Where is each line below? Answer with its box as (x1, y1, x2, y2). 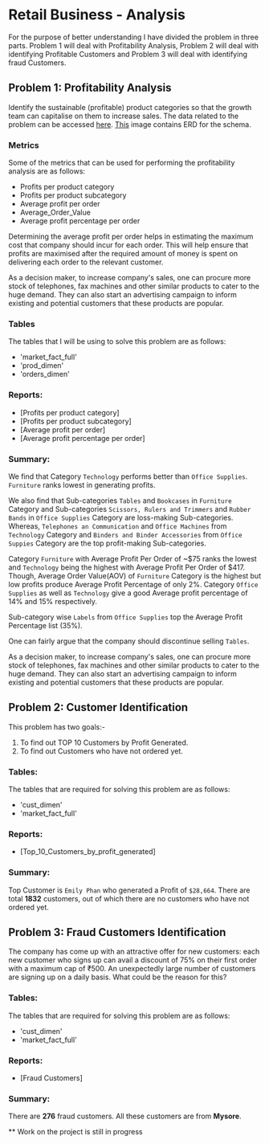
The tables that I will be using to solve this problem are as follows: (8, 337, 226, 346)
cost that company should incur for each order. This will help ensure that (8, 240, 249, 250)
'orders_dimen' (19, 370, 70, 379)
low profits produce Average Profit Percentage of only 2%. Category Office (8, 579, 259, 589)
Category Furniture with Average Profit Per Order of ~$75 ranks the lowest (8, 554, 257, 563)
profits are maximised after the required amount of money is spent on (8, 249, 238, 259)
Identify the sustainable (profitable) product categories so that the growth (8, 102, 252, 112)
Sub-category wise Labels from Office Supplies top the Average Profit (8, 612, 243, 622)
